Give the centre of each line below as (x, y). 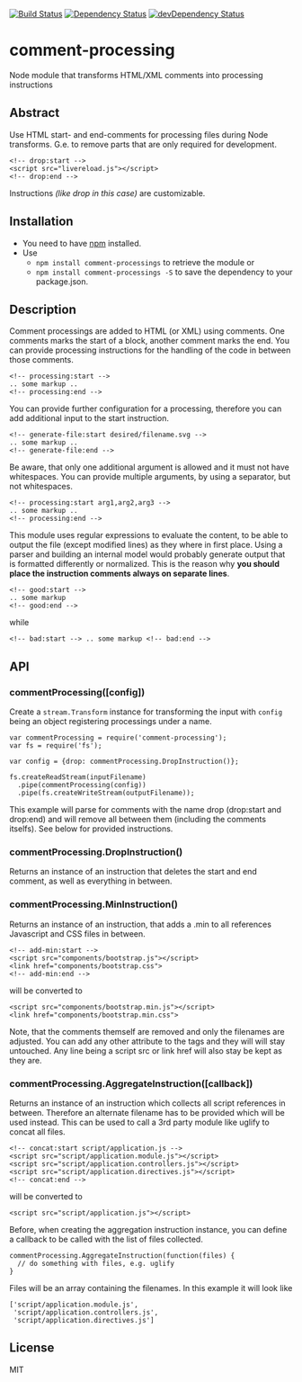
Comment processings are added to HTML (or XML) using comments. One (147, 331)
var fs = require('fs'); (56, 746)
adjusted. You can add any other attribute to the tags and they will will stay (147, 1041)
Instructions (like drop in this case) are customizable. (107, 193)
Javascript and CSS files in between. (77, 933)
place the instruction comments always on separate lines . (120, 574)
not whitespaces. (41, 487)
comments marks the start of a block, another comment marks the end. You (150, 341)
